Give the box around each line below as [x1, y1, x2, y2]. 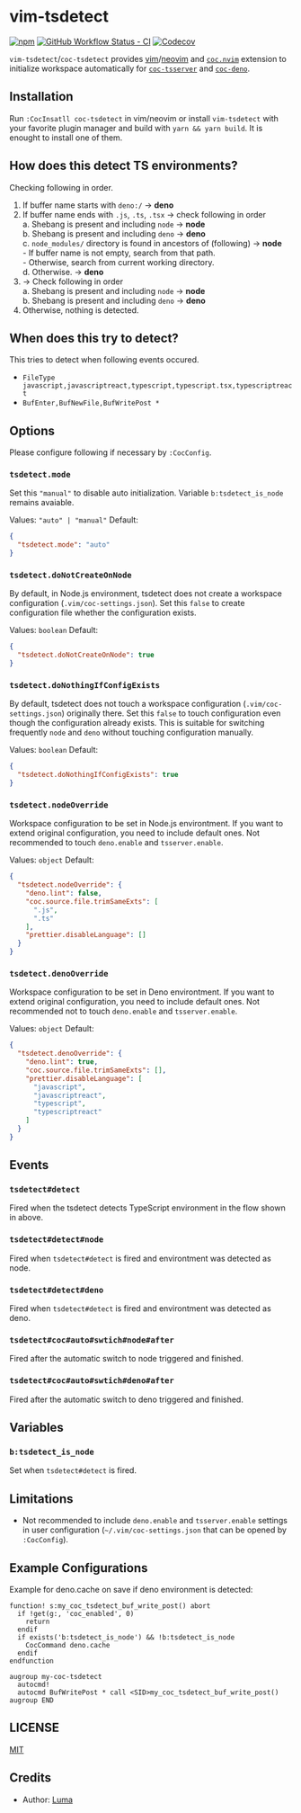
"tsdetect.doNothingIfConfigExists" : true [17, 771, 179, 780]
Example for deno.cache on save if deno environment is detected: [9, 1584, 253, 1594]
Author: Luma [22, 1794, 74, 1805]
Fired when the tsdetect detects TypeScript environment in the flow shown [9, 1202, 286, 1213]
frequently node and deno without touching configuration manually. [9, 727, 254, 738]
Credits [9, 1770, 52, 1786]
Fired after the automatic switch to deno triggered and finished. [9, 1394, 244, 1405]
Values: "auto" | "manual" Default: [9, 514, 139, 525]
